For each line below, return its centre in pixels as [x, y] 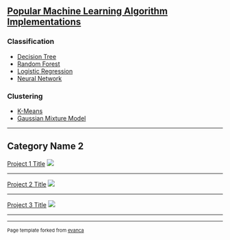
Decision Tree [37, 56]
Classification [31, 42]
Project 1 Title [26, 163]
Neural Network [39, 78]
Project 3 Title [27, 204]
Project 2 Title [27, 184]
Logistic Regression [45, 71]
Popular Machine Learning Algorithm [87, 11]
